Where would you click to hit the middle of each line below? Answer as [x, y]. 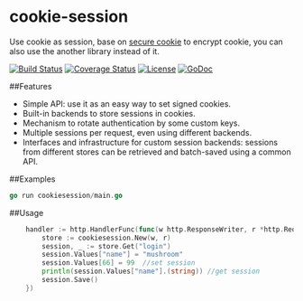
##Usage [27, 212]
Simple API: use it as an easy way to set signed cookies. [127, 103]
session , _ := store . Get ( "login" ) [106, 246]
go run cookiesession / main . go [66, 195]
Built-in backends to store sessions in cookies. [109, 113]
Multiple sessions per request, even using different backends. [137, 132]
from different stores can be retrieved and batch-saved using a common [156, 152]
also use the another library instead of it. [84, 51]
